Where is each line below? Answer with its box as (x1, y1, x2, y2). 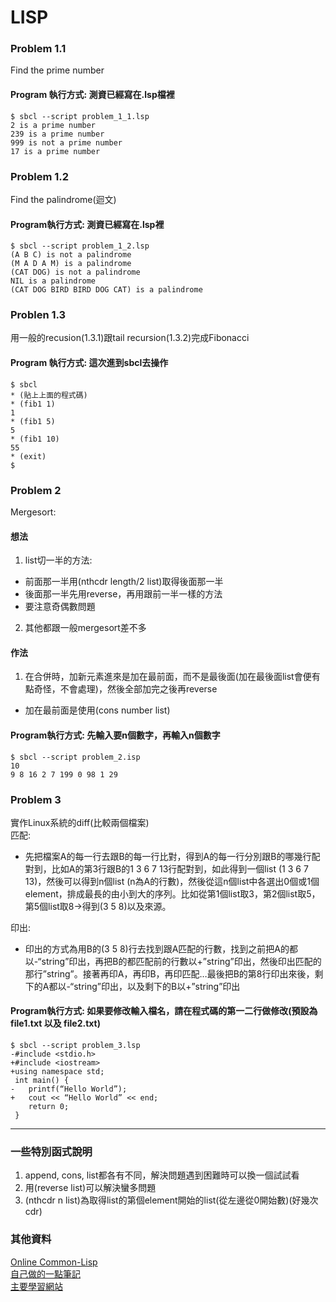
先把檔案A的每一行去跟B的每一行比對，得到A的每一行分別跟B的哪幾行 (24, 850, 312, 862)
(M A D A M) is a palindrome (10, 259, 132, 269)
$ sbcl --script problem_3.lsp (10, 1041, 141, 1051)
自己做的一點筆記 (10, 1267, 81, 1280)
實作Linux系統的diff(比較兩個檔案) (10, 816, 150, 828)
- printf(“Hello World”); (10, 1084, 128, 1095)
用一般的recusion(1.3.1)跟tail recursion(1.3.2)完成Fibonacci (10, 332, 250, 344)
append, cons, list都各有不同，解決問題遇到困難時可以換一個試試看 (24, 1169, 300, 1181)
